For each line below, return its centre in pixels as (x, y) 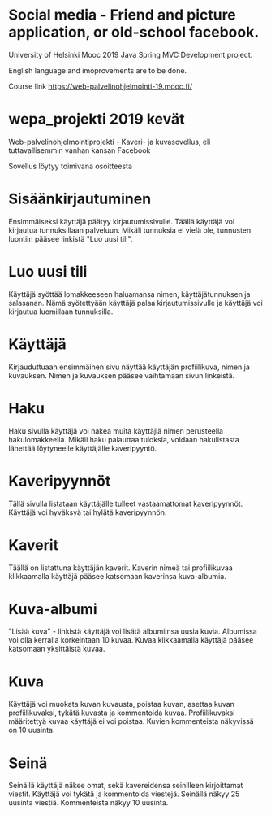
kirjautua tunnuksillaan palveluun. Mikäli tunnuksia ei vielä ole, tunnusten (130, 230)
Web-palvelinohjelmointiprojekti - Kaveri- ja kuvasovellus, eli (110, 142)
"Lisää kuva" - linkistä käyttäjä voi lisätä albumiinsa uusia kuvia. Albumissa (133, 631)
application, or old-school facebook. (134, 32)
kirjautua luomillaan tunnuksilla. (61, 312)
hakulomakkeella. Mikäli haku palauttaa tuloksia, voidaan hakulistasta (124, 439)
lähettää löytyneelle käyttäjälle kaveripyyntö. (83, 448)
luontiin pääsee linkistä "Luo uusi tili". (71, 238)
